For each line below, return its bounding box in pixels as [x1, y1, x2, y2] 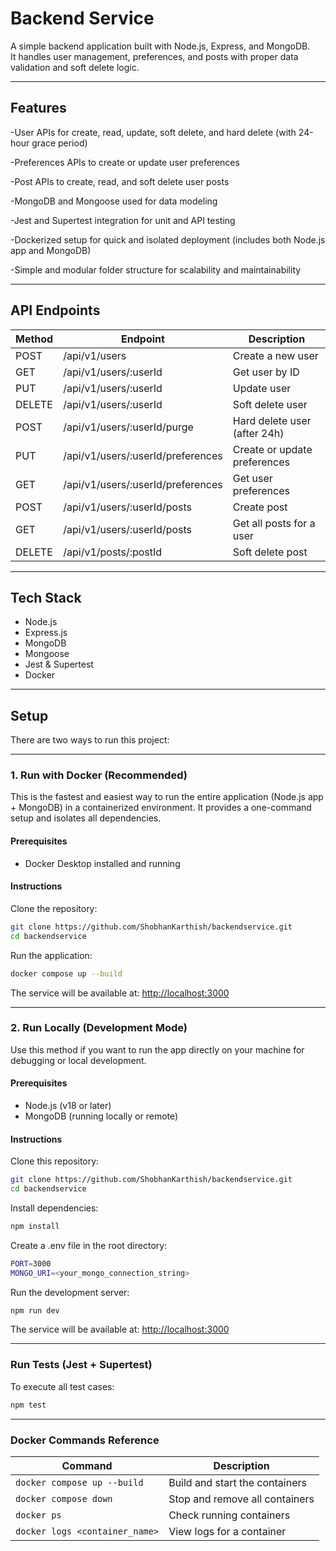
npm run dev [10, 1305, 60, 1316]
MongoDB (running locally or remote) [24, 1110, 179, 1122]
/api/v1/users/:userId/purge [63, 420, 194, 434]
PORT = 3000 [10, 1258, 52, 1269]
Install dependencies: [10, 1202, 99, 1214]
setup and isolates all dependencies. [10, 812, 162, 824]
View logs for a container [168, 1524, 287, 1538]
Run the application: [10, 949, 93, 961]
